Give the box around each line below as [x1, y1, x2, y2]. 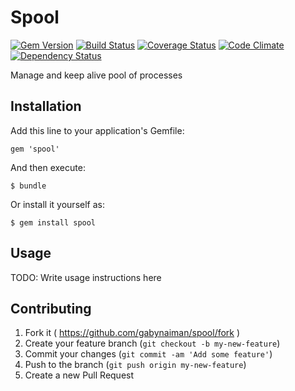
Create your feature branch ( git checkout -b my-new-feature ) [24, 337, 281, 350]
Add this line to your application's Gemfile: [10, 124, 185, 136]
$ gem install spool [10, 217, 97, 228]
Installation [10, 98, 82, 115]
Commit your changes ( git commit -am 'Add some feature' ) [24, 348, 273, 360]
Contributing [10, 300, 92, 317]
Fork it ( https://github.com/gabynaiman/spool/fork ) [24, 327, 241, 339]
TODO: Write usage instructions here [10, 271, 162, 283]
